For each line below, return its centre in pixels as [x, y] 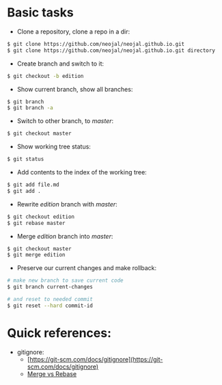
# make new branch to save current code [66, 281]
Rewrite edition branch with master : [67, 204]
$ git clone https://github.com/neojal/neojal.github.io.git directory [111, 50]
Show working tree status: [54, 147]
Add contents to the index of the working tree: [82, 172]
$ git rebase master [37, 223]
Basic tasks [40, 13]
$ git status [26, 159]
